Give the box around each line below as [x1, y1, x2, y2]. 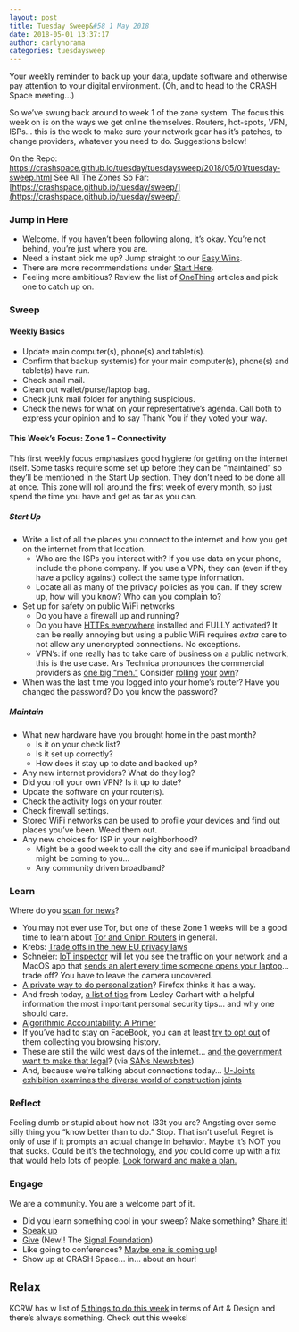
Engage [9, 1178, 44, 1191]
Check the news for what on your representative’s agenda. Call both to [21, 403, 282, 414]
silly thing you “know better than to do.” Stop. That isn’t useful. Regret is [9, 1127, 274, 1138]
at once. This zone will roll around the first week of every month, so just [9, 481, 273, 492]
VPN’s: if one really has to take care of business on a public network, [35, 648, 289, 659]
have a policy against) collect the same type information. [35, 572, 245, 583]
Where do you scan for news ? [9, 905, 120, 916]
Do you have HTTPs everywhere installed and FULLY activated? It [35, 619, 278, 630]
